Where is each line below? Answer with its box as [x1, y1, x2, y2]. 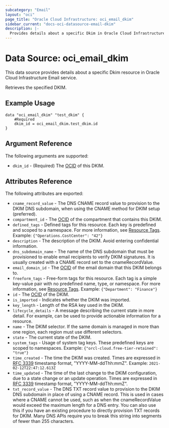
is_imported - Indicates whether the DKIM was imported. [12, 297, 131, 303]
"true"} [12, 350, 29, 356]
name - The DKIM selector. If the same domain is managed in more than [12, 324, 159, 330]
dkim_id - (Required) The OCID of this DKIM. [12, 163, 105, 169]
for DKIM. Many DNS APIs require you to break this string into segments [12, 413, 162, 419]
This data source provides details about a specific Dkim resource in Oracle [5, 69, 160, 75]
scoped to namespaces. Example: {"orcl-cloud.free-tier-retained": [12, 345, 158, 351]
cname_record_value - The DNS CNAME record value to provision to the [12, 200, 160, 206]
